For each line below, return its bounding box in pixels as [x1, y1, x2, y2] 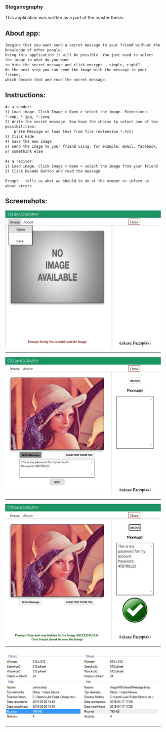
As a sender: [5, 104, 32, 109]
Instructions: [5, 90, 46, 99]
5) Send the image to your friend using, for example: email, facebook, [5, 144, 158, 149]
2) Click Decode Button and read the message [5, 169, 100, 173]
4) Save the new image [5, 139, 52, 144]
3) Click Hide [5, 134, 35, 139]
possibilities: [5, 124, 37, 129]
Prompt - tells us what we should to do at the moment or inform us [5, 178, 149, 183]
